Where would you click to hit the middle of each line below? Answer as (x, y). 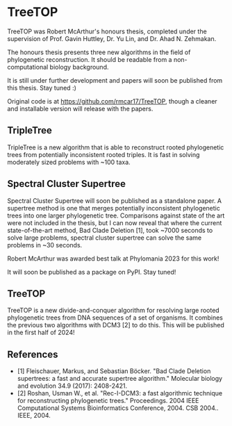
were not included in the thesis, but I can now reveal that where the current (115, 222)
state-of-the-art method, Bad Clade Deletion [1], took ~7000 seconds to (110, 230)
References (33, 354)
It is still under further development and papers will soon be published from (115, 80)
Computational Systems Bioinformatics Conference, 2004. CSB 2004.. (118, 408)
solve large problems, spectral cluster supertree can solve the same (105, 238)
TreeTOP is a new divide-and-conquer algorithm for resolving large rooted (114, 311)
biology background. (79, 67)
